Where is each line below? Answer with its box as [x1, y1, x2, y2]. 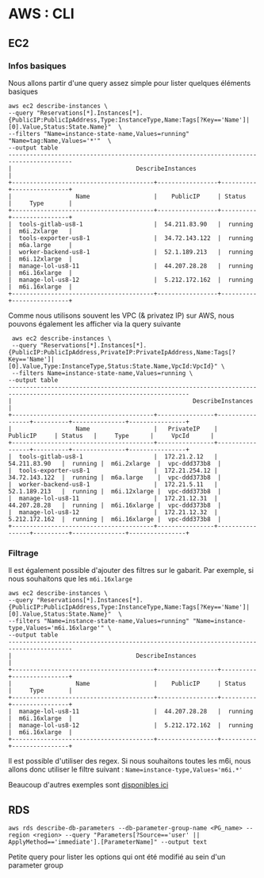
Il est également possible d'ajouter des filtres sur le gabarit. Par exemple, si [8, 566, 254, 575]
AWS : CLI [8, 5, 75, 23]
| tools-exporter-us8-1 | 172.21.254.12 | [8, 466, 218, 474]
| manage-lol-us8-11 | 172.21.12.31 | [8, 494, 218, 502]
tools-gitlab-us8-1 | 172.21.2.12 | [18, 452, 218, 461]
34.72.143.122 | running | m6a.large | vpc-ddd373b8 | [8, 474, 222, 482]
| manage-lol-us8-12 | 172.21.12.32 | [8, 508, 218, 516]
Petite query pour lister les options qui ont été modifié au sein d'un [8, 852, 226, 861]
